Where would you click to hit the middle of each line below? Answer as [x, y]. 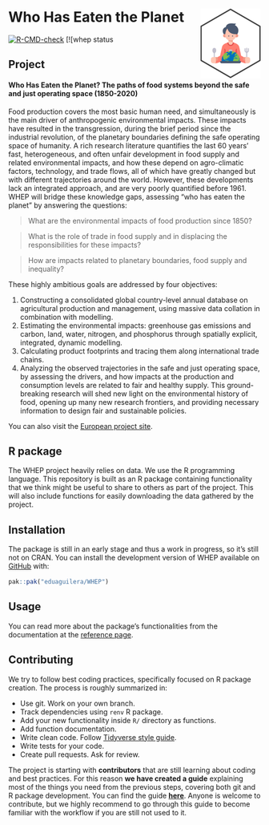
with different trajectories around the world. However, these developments [131, 180]
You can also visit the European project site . [81, 426]
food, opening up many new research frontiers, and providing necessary [139, 402]
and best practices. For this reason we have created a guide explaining [126, 778]
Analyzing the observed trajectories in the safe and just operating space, [140, 368]
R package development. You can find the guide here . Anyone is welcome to [134, 795]
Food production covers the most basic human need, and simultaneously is [132, 111]
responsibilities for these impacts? [84, 245]
